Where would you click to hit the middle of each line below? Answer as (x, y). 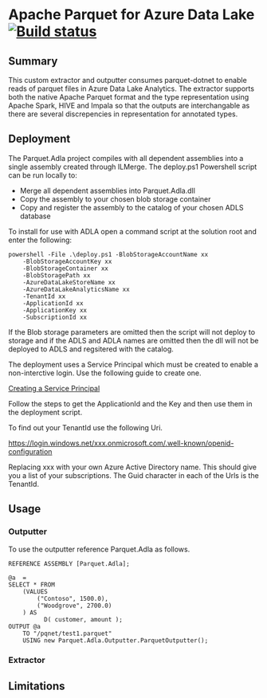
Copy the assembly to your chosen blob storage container (115, 199)
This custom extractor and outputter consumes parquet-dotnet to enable (128, 80)
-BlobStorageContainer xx (66, 269)
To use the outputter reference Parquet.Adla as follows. (99, 549)
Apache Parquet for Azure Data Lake (132, 15)
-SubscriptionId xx (55, 317)
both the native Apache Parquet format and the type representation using (129, 97)
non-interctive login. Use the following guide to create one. (105, 373)
